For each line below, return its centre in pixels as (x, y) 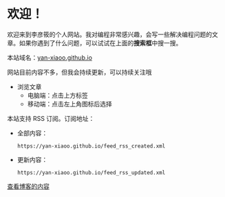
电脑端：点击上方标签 (57, 95)
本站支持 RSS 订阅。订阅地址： (51, 118)
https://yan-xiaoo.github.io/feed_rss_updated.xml (91, 172)
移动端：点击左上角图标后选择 (69, 104)
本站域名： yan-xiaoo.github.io (50, 57)
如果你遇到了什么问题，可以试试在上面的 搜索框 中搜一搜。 (100, 43)
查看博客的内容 (28, 186)
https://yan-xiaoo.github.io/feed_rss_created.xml (91, 146)
